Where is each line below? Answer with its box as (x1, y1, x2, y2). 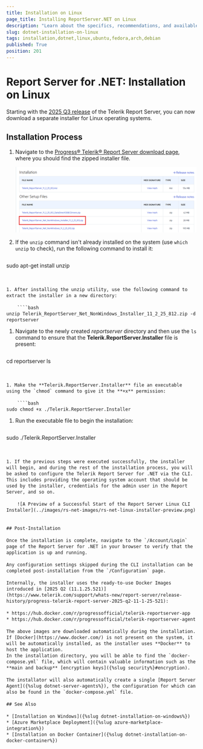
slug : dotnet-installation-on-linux (6, 29, 98, 35)
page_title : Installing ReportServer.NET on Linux (6, 16, 137, 22)
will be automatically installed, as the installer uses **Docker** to (6, 640, 190, 647)
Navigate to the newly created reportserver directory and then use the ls (14, 327, 197, 335)
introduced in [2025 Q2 (6, 586, 66, 593)
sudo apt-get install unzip (6, 262, 70, 269)
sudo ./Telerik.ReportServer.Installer (6, 434, 96, 442)
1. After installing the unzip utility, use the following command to (6, 287, 188, 293)
